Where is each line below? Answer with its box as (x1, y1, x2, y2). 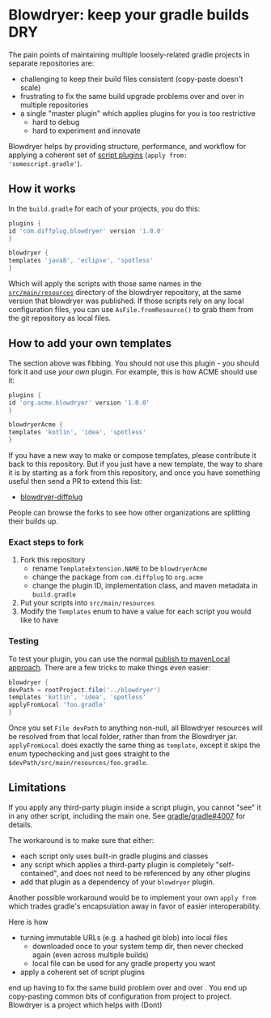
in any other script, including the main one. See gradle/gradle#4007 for (8, 811, 246, 820)
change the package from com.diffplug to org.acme (32, 572, 204, 582)
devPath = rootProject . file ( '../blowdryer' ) (8, 686, 161, 694)
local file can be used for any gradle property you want (32, 958, 216, 968)
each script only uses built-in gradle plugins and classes (19, 851, 209, 861)
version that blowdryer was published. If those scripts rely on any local (8, 296, 244, 306)
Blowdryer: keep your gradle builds (8, 6, 249, 24)
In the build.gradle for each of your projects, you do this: (8, 203, 201, 213)
